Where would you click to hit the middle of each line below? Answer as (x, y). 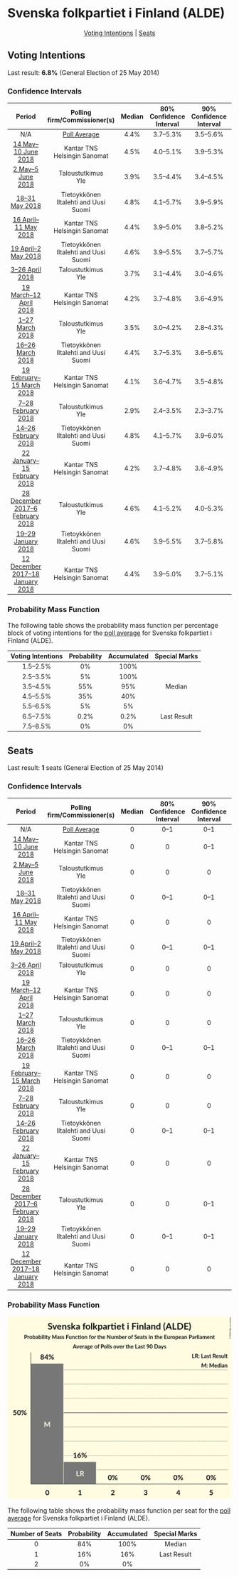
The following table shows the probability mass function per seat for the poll (119, 1510)
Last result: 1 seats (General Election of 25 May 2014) (85, 768)
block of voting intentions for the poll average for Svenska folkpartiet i (110, 633)
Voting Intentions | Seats (119, 33)
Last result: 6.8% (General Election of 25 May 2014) (84, 72)
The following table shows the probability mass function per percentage (113, 625)
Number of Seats (36, 1534)
